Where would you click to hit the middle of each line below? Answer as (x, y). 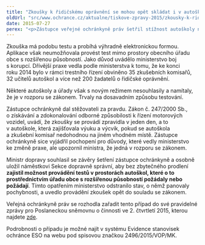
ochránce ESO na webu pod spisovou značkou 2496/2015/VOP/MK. (92, 235)
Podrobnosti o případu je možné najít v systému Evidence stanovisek (93, 229)
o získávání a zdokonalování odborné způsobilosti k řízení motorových (95, 115)
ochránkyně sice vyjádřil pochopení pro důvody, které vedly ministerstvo (98, 142)
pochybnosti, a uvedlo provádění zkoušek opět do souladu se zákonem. (97, 192)
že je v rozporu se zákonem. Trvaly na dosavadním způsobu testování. (95, 97)
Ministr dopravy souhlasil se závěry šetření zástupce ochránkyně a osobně (101, 160)
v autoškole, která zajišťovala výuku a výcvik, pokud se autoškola (88, 128)
